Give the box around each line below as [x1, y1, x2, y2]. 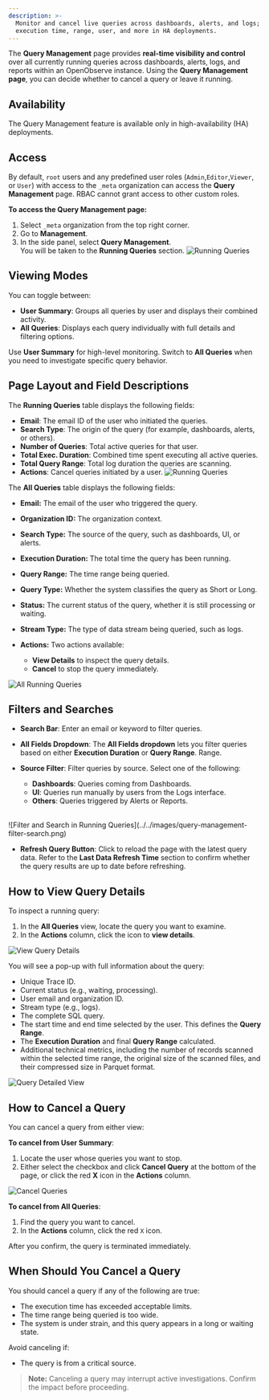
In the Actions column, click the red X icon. [19, 1226, 162, 1235]
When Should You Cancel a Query [8, 1264, 181, 1278]
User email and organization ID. [19, 994, 124, 1004]
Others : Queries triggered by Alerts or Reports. [31, 796, 189, 806]
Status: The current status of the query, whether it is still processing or [19, 600, 255, 610]
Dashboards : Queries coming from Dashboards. [31, 779, 192, 789]
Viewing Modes [8, 269, 88, 283]
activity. [19, 314, 47, 324]
